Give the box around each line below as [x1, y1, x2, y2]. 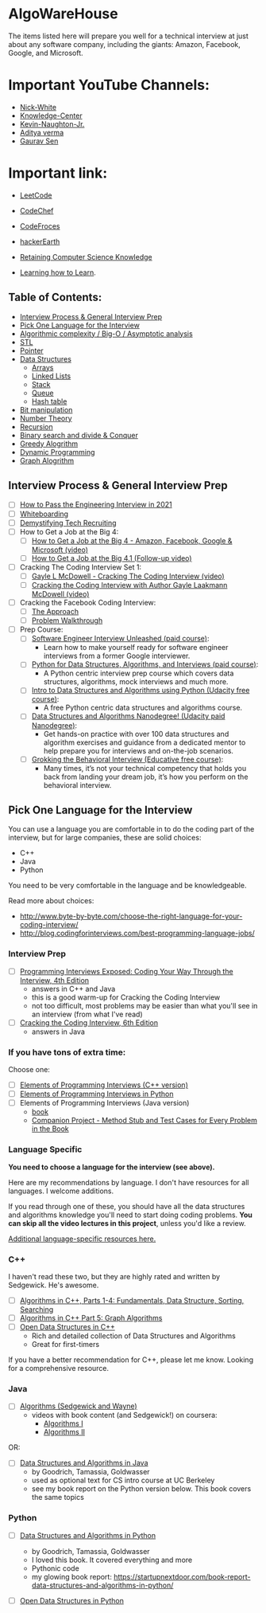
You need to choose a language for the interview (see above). [8, 1162, 216, 1172]
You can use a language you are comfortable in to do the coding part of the [8, 824, 255, 834]
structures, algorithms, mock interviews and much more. [43, 677, 229, 687]
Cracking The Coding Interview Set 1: [19, 562, 141, 572]
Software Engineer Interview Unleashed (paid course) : [31, 634, 210, 644]
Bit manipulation [19, 405, 73, 414]
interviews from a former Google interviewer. [43, 651, 191, 661]
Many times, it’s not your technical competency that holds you [43, 763, 247, 773]
